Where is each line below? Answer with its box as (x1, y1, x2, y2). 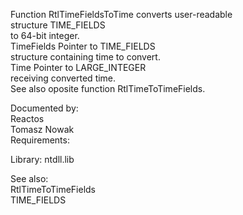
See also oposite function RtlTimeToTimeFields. (10, 83, 206, 94)
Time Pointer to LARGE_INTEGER (10, 62, 147, 73)
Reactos (10, 113, 45, 124)
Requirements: (10, 134, 70, 146)
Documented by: (10, 102, 79, 114)
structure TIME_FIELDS (10, 19, 106, 31)
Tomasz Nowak (10, 124, 75, 135)
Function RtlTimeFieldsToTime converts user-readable (10, 9, 233, 20)
